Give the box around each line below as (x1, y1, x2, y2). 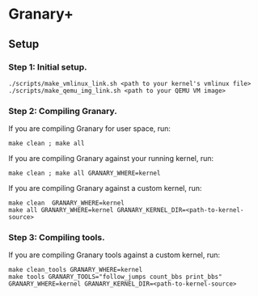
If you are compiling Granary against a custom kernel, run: (8, 184, 202, 193)
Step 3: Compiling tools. (8, 232, 105, 243)
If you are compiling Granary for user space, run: (8, 124, 171, 133)
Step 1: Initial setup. (8, 61, 87, 73)
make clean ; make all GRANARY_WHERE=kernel (8, 169, 161, 178)
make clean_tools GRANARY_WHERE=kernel (8, 266, 143, 274)
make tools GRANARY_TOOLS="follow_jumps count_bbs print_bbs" (8, 273, 222, 281)
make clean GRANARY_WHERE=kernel (8, 199, 125, 207)
